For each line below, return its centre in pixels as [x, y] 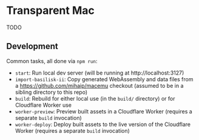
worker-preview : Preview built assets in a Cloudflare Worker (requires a [103, 111]
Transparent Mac [51, 11]
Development [32, 46]
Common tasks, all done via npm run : [52, 61]
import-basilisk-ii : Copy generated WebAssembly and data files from [104, 79]
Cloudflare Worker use [43, 105]
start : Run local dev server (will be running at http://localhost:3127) [99, 73]
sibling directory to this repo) [51, 92]
